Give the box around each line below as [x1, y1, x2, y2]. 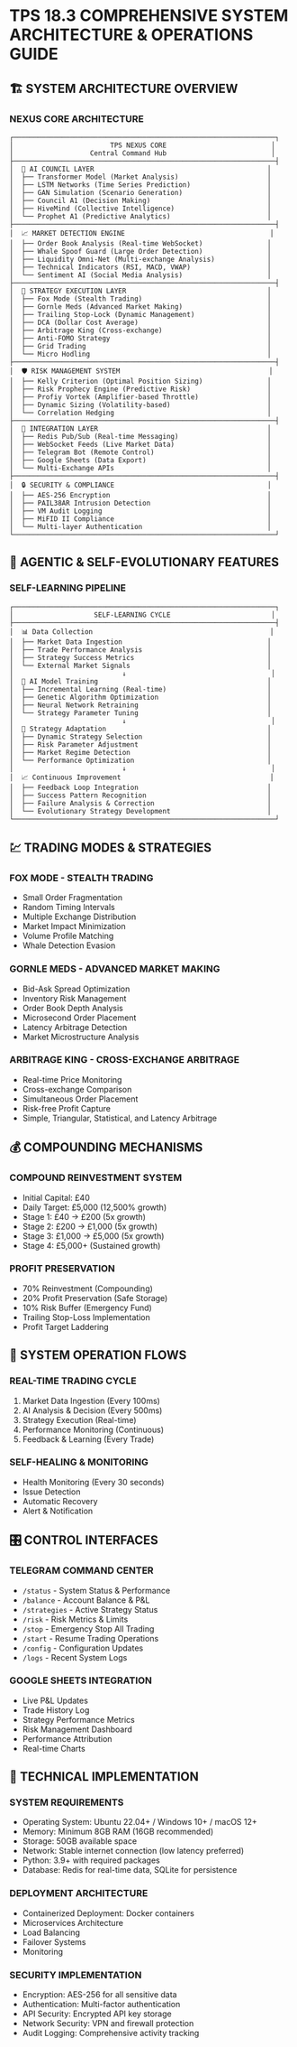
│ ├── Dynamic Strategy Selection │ [9, 732, 272, 741]
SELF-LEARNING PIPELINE [9, 582, 126, 594]
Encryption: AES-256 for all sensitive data [22, 1989, 177, 2000]
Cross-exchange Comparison [22, 1084, 132, 1094]
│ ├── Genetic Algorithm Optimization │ [9, 693, 272, 702]
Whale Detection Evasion [22, 940, 116, 951]
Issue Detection [22, 1486, 81, 1497]
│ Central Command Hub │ [9, 148, 276, 158]
